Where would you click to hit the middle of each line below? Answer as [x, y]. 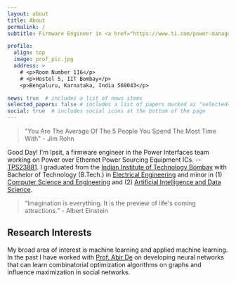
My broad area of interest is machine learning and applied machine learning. [118, 250]
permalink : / [26, 27]
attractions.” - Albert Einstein [66, 211]
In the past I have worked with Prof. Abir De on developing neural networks [116, 257]
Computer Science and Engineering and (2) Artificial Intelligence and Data [114, 182]
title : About [26, 20]
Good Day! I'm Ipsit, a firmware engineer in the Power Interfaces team [108, 152]
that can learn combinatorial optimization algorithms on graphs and [104, 264]
